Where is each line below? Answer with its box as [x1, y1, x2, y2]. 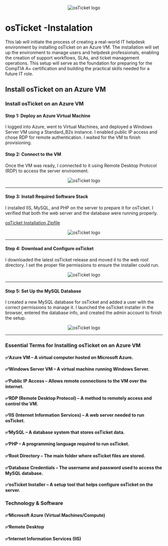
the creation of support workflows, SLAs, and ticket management [5, 55, 139, 61]
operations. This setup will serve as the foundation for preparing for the [5, 60, 152, 66]
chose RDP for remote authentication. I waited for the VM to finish [5, 134, 141, 140]
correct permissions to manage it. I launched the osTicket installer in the [5, 305, 154, 311]
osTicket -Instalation [5, 23, 93, 34]
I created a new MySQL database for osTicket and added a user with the [5, 299, 154, 305]
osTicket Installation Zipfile [5, 219, 60, 225]
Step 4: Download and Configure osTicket [5, 245, 94, 251]
